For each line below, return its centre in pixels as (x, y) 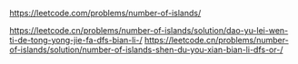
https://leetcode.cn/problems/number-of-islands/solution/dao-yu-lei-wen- (149, 30)
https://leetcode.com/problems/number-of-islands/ (105, 13)
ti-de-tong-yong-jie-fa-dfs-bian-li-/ (76, 40)
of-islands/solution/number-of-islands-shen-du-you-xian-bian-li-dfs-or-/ (146, 50)
